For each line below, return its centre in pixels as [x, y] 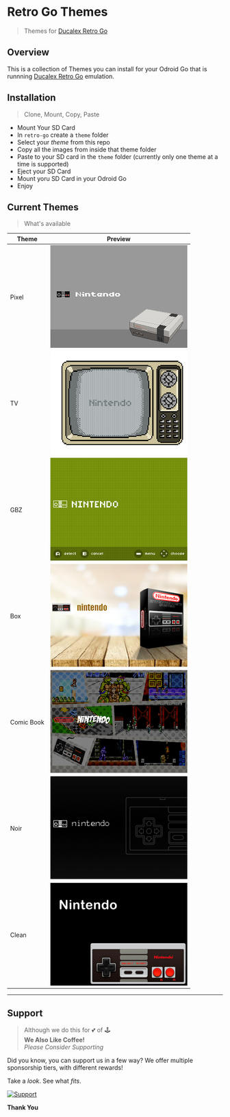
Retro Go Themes [57, 12]
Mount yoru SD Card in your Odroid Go [72, 178]
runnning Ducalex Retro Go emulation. [61, 76]
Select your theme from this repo [64, 142]
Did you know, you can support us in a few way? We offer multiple [100, 1060]
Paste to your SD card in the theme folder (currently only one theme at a [117, 156]
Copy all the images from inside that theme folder [87, 149]
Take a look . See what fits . [44, 1081]
